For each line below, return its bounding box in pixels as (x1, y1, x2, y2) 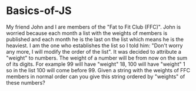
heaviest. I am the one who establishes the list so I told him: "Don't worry (6, 42, 183, 49)
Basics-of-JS (6, 4, 72, 17)
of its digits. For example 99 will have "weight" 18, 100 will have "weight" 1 (6, 60, 185, 68)
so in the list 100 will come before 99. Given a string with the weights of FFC (6, 66, 191, 73)
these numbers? (6, 79, 45, 86)
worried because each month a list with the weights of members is (6, 29, 168, 36)
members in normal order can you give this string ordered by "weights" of (6, 73, 185, 80)
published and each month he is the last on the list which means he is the (6, 36, 184, 43)
